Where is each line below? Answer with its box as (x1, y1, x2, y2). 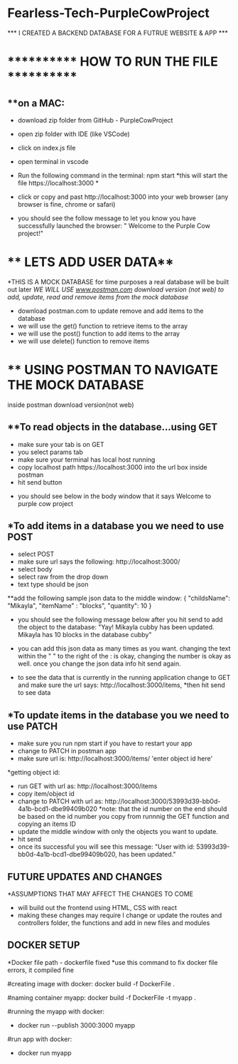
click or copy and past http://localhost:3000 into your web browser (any (17, 192, 229, 201)
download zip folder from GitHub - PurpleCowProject (17, 115, 173, 124)
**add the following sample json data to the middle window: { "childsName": (7, 594, 231, 603)
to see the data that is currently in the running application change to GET (17, 673, 231, 682)
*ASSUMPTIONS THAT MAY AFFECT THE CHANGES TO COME (7, 889, 194, 899)
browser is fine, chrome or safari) (17, 200, 116, 208)
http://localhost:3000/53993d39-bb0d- (104, 797, 221, 806)
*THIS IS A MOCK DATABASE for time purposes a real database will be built (7, 277, 229, 286)
